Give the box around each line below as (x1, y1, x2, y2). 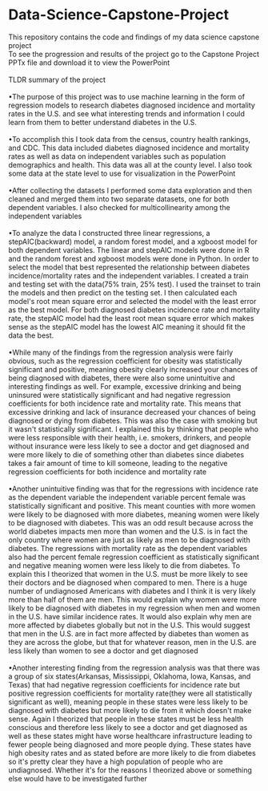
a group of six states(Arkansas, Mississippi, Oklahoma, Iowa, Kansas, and (8, 671, 251, 681)
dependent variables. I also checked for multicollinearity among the (8, 202, 230, 212)
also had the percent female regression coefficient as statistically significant (8, 552, 260, 562)
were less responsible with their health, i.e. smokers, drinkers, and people (8, 432, 252, 442)
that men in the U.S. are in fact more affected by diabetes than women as (8, 628, 250, 639)
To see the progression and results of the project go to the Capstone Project (8, 49, 260, 59)
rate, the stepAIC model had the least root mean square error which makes (8, 313, 254, 322)
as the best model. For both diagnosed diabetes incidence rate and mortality (8, 305, 260, 314)
